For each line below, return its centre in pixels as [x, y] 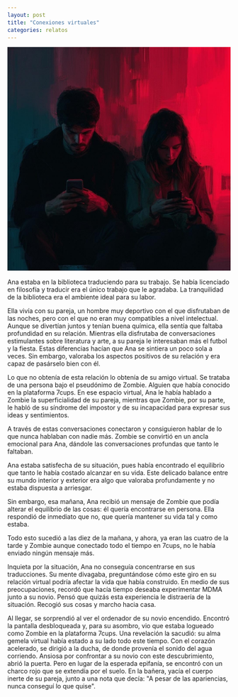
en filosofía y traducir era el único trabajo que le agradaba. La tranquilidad [115, 290]
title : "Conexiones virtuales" [53, 22]
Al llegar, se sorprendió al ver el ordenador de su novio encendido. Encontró [119, 618]
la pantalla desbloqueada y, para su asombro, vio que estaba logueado [111, 626]
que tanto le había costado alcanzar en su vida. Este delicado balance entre [118, 473]
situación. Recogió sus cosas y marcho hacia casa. [82, 605]
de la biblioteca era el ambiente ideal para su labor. [82, 297]
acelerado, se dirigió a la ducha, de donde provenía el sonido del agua [110, 649]
